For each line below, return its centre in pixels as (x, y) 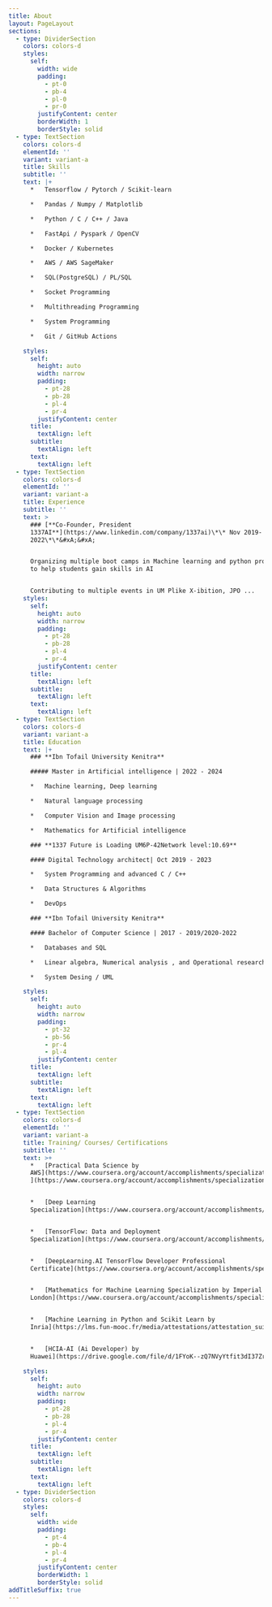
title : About (30, 16)
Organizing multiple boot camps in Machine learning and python (140, 561)
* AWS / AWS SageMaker (72, 263)
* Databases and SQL (68, 947)
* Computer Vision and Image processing (102, 816)
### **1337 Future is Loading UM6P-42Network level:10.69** (133, 845)
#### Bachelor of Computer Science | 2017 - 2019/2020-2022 (133, 933)
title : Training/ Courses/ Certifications (96, 1142)
